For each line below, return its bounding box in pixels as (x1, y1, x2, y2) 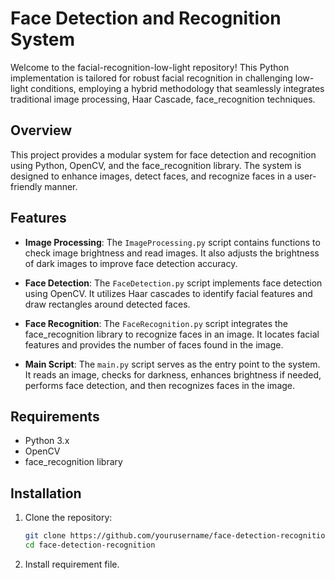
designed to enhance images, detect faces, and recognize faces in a (10, 170, 293, 182)
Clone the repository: (24, 512, 113, 524)
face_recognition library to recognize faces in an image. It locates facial (24, 328, 320, 340)
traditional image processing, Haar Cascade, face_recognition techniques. (10, 93, 316, 105)
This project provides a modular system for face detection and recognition (10, 148, 317, 161)
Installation (10, 485, 82, 502)
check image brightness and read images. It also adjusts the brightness (24, 247, 320, 259)
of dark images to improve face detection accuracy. (24, 257, 238, 269)
